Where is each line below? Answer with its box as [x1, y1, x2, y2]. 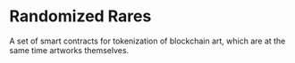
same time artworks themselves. [9, 44, 130, 55]
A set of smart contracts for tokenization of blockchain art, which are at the [9, 35, 286, 46]
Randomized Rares [9, 6, 152, 27]
